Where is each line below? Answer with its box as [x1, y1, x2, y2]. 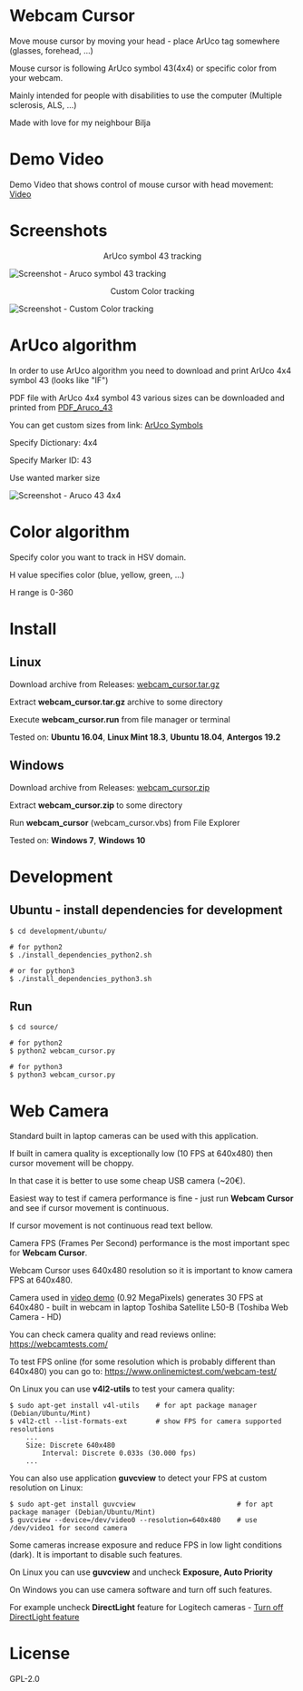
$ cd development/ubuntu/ [9, 927, 107, 936]
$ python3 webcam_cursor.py [9, 1070, 116, 1080]
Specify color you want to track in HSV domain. [9, 551, 187, 563]
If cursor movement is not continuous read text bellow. [9, 1220, 213, 1231]
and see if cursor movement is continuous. [9, 1203, 170, 1214]
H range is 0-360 [9, 586, 74, 597]
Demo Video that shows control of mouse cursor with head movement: [9, 179, 274, 190]
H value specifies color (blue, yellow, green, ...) [9, 569, 185, 580]
